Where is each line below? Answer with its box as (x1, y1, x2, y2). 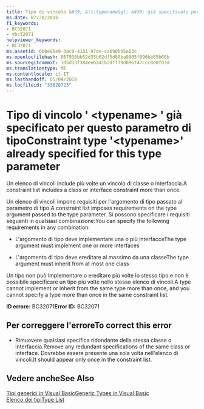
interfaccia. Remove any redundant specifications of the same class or (15, 343, 190, 350)
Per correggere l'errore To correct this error (6, 321, 172, 331)
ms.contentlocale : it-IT (6, 71, 69, 77)
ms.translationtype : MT (6, 65, 67, 71)
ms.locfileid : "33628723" (6, 82, 72, 88)
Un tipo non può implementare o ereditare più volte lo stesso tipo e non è (6, 271, 189, 279)
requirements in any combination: (6, 224, 90, 231)
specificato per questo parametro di (6, 121, 192, 135)
